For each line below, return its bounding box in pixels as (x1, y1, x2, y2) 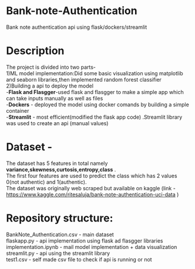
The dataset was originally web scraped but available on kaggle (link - (6, 184, 176, 191)
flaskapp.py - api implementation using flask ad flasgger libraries (6, 237, 163, 244)
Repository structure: (6, 211, 113, 224)
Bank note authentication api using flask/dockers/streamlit (6, 23, 147, 31)
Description (6, 44, 65, 58)
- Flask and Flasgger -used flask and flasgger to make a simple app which (6, 88, 184, 95)
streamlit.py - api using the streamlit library (6, 250, 110, 257)
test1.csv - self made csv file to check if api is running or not (6, 255, 152, 263)
